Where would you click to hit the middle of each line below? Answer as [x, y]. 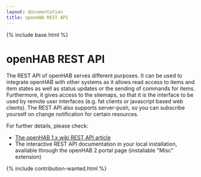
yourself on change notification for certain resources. [73, 114]
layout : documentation [35, 12]
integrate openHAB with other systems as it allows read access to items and [100, 82]
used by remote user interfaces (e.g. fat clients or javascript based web [95, 101]
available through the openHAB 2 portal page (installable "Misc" [94, 150]
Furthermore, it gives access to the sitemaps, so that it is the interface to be [100, 95]
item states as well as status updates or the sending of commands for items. [101, 89]
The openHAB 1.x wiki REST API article [63, 138]
